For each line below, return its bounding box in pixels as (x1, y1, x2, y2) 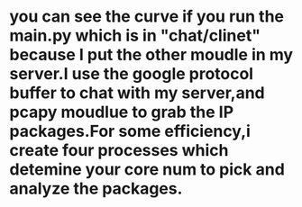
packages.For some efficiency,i (9, 121, 251, 141)
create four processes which (9, 140, 229, 161)
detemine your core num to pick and (9, 159, 286, 180)
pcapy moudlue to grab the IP (9, 102, 234, 122)
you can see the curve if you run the (9, 6, 285, 27)
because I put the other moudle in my (9, 45, 294, 65)
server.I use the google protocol (9, 64, 254, 85)
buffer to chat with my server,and (9, 83, 265, 103)
